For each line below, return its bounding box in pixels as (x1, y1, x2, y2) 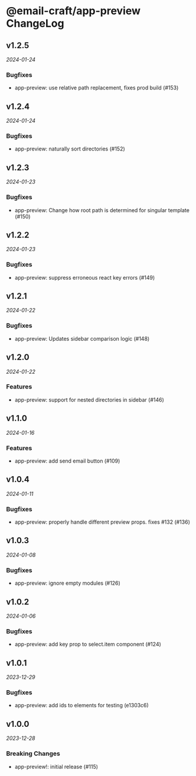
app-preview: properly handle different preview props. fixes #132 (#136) (14, 518, 190, 525)
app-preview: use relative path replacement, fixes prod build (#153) (14, 84, 179, 91)
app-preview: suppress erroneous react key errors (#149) (14, 274, 155, 281)
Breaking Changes (6, 749, 61, 758)
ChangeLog (6, 17, 64, 30)
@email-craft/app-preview (6, 4, 141, 18)
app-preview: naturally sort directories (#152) (14, 145, 125, 152)
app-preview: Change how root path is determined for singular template (14, 206, 190, 214)
